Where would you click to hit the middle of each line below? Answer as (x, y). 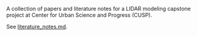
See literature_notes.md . (37, 27)
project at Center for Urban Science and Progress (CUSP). (79, 15)
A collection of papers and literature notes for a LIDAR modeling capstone (98, 9)
